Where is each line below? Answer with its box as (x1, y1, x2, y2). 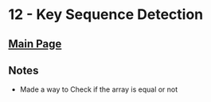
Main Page (8, 37, 62, 51)
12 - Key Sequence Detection (8, 6, 204, 24)
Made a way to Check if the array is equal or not (19, 85, 178, 94)
